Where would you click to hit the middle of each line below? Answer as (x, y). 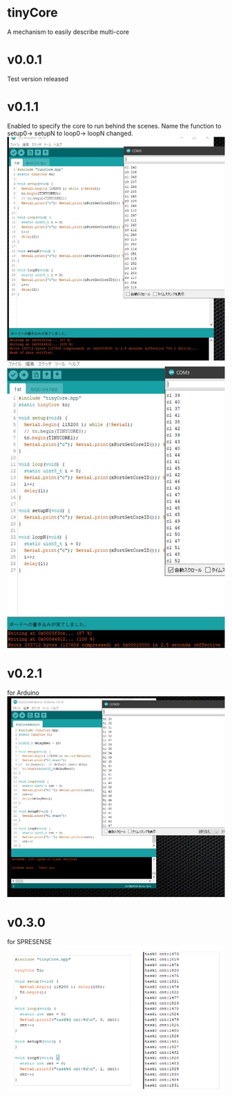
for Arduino (23, 693)
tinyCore (32, 13)
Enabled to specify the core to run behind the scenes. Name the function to (114, 126)
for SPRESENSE (30, 941)
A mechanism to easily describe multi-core (68, 32)
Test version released (38, 79)
